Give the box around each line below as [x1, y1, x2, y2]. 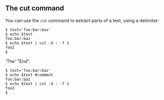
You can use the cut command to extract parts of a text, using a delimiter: [5, 17, 159, 23]
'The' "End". [5, 58, 30, 64]
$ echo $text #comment [5, 72, 53, 77]
